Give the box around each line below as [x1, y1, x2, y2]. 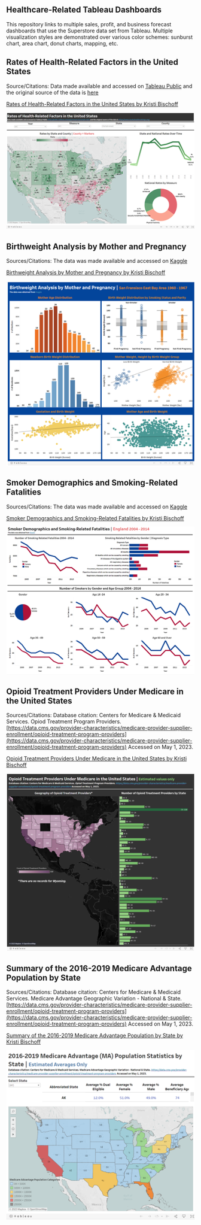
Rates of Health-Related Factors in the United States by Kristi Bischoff [6, 100, 178, 107]
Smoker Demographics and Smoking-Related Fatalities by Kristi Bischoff [6, 514, 184, 521]
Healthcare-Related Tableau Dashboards [6, 5, 162, 15]
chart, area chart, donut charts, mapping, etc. [6, 40, 118, 47]
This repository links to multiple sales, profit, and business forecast [6, 20, 172, 28]
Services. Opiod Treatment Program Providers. [6, 718, 121, 725]
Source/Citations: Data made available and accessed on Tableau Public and [6, 82, 193, 89]
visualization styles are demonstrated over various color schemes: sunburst [6, 33, 193, 41]
